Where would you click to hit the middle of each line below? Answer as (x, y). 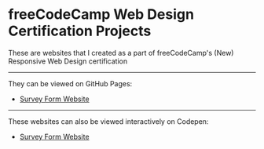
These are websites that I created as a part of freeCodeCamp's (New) (121, 53)
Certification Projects (80, 31)
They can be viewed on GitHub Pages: (70, 83)
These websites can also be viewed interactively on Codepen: (108, 121)
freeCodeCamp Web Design (101, 15)
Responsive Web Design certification (68, 61)
